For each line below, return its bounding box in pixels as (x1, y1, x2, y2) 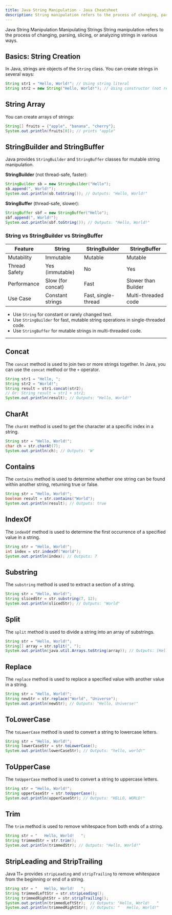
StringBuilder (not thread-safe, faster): (5, 171, 88, 178)
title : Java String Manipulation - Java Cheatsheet (5, 7, 118, 13)
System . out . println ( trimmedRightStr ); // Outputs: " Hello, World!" (5, 905, 159, 910)
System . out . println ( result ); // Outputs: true (5, 501, 106, 506)
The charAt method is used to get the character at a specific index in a (5, 423, 154, 429)
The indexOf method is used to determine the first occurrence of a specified (5, 529, 166, 535)
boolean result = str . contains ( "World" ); (5, 496, 95, 501)
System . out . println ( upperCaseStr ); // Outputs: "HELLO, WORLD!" (5, 795, 145, 801)
